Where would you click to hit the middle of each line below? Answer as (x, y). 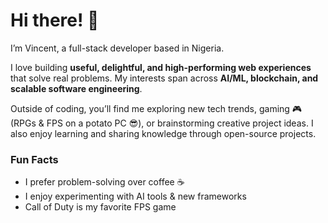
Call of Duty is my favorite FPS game (100, 207)
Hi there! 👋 (55, 20)
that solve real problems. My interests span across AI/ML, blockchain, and (164, 78)
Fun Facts (34, 159)
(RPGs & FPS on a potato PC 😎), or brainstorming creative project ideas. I (162, 123)
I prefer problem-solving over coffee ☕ (104, 182)
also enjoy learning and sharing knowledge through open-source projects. (163, 133)
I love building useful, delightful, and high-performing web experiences (161, 67)
